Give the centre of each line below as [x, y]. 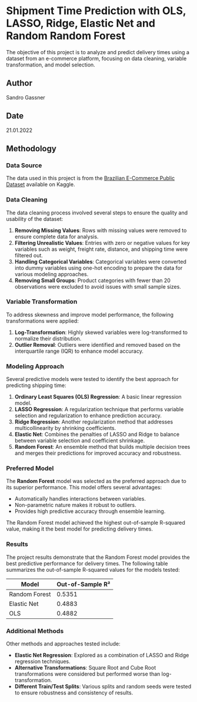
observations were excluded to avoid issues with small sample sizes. [98, 286]
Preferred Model [30, 468]
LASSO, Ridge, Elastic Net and [81, 23]
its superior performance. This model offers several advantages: [84, 488]
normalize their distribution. [48, 338]
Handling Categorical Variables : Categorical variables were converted [100, 261]
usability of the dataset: [35, 218]
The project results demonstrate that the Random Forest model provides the [98, 557]
